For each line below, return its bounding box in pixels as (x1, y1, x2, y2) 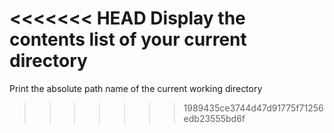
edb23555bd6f (183, 112, 246, 124)
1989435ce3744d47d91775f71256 (183, 102, 324, 114)
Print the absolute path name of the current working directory (9, 82, 263, 94)
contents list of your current (9, 28, 247, 51)
